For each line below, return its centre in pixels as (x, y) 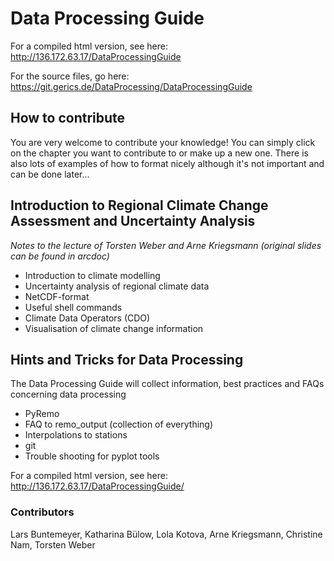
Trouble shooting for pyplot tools (92, 456)
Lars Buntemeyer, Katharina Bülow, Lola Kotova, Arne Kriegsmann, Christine (166, 534)
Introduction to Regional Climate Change (139, 205)
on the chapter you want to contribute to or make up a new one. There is (159, 153)
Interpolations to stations (76, 435)
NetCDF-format (57, 296)
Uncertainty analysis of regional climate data (117, 286)
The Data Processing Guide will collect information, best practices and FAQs (167, 384)
